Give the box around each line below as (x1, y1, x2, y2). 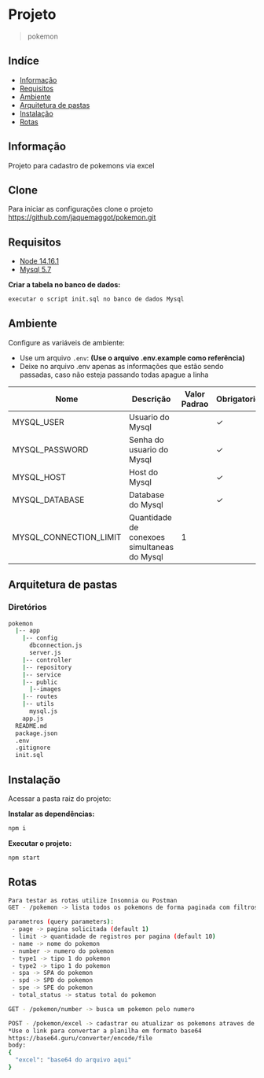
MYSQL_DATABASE (12, 494, 85, 505)
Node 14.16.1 (19, 257, 59, 266)
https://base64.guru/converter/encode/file (8, 1034, 153, 1042)
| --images (28, 685, 61, 693)
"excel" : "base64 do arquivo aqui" (15, 1056, 132, 1064)
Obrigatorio (215, 393, 261, 404)
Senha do (129, 434, 165, 445)
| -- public (22, 678, 58, 686)
